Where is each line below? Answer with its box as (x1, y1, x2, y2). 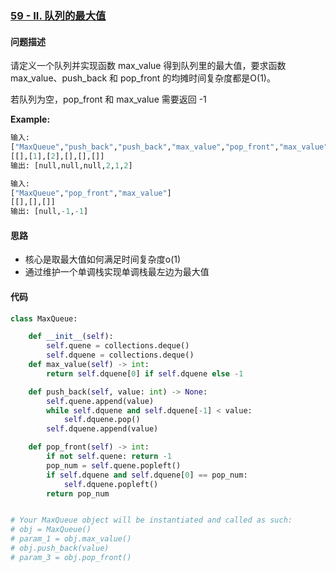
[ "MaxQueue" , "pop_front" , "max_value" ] (10, 188, 172, 198)
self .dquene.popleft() (63, 479, 159, 489)
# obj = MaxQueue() (10, 525, 92, 535)
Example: (10, 113, 51, 126)
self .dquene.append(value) (46, 424, 159, 434)
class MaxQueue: (10, 313, 78, 324)
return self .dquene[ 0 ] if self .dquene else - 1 (46, 368, 244, 379)
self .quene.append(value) (46, 396, 155, 406)
